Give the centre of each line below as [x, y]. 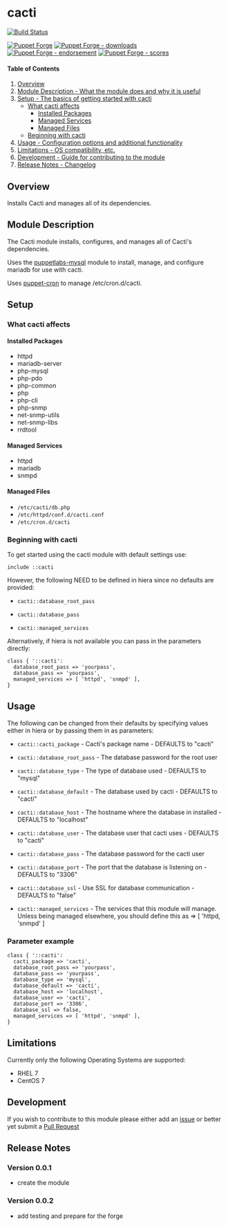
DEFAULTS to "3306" [47, 874]
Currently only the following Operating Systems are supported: [96, 1060]
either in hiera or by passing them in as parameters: [80, 730]
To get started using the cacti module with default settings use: [97, 554]
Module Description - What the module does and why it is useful [109, 91]
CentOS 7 [31, 1080]
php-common [37, 386]
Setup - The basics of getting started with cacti [84, 99]
